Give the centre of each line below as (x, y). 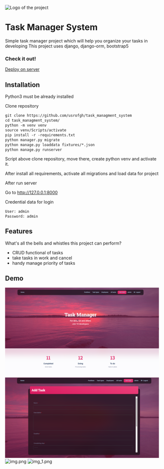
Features (19, 232)
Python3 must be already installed (40, 97)
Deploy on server (22, 69)
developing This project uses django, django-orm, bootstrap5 (67, 46)
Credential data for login (29, 202)
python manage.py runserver (34, 150)
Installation (22, 85)
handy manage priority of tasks (44, 263)
